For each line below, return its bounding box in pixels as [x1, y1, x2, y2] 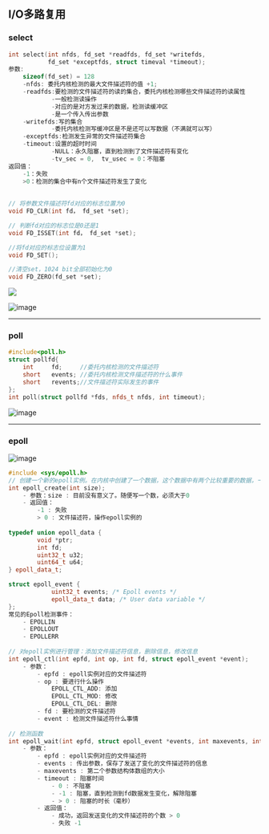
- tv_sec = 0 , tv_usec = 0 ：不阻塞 [50, 155, 166, 163]
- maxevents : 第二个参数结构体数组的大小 [37, 767, 166, 775]
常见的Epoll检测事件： [8, 610, 74, 618]
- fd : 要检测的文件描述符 [37, 707, 116, 716]
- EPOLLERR [22, 633, 59, 641]
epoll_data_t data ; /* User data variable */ [50, 595, 206, 604]
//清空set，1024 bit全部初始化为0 [8, 266, 113, 274]
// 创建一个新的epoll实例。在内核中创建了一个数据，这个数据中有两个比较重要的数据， [8, 476, 258, 484]
